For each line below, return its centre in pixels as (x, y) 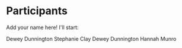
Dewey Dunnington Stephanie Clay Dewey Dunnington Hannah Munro (91, 39)
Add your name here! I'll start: (42, 27)
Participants (37, 11)
